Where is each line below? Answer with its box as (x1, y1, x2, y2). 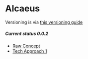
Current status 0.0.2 (5, 30, 49, 36)
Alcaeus (5, 3, 40, 14)
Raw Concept (12, 43, 41, 49)
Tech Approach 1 (12, 48, 47, 54)
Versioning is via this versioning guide (5, 19, 83, 25)
